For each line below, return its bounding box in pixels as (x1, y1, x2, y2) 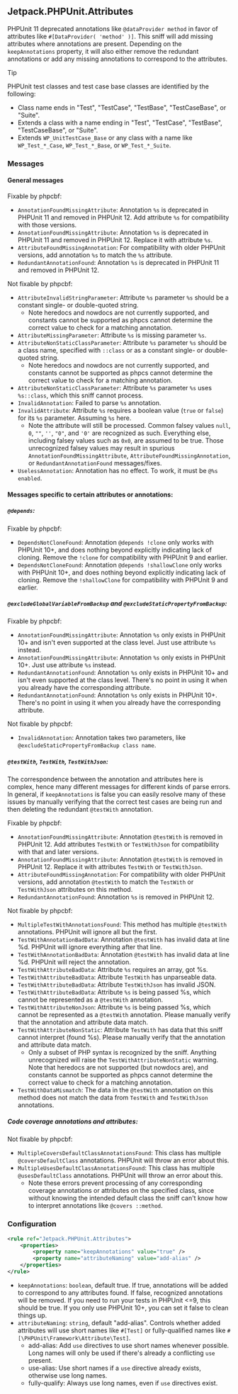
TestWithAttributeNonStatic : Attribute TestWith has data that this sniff (17, 1026, 223, 1034)
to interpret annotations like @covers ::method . (28, 1201, 163, 1210)
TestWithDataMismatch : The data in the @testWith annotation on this (17, 1086, 214, 1094)
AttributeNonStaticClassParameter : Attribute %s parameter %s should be (17, 338, 227, 346)
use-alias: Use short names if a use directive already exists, (28, 1364, 202, 1372)
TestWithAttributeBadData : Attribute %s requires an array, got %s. (17, 965, 208, 974)
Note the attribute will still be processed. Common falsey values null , (28, 421, 231, 429)
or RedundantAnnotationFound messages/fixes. (28, 458, 162, 467)
